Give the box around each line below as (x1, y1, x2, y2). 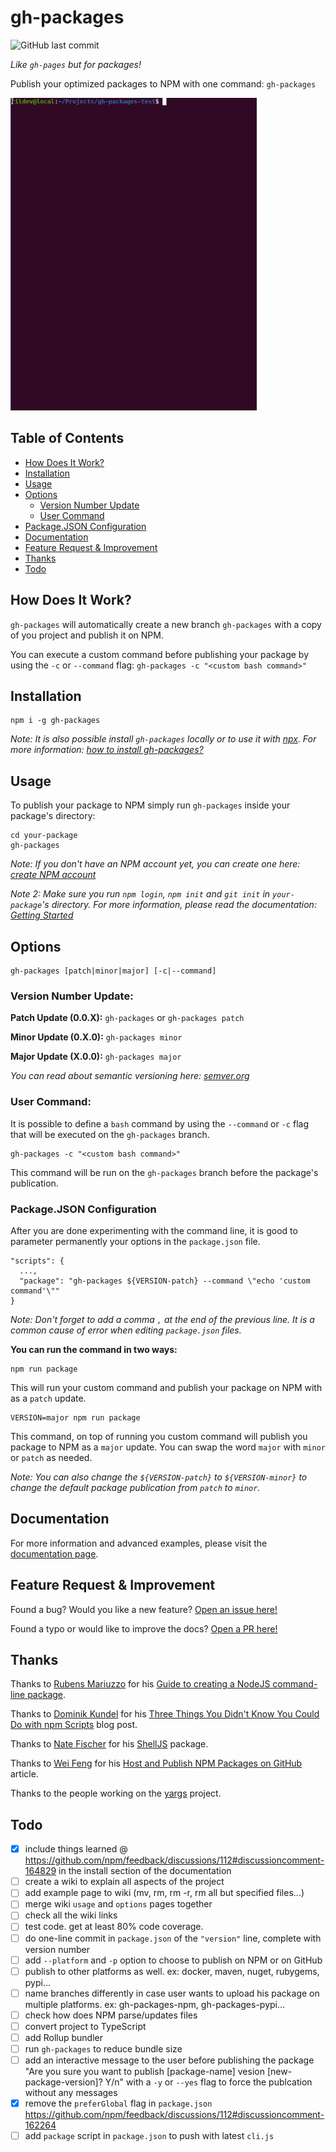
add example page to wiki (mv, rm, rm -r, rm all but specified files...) (24, 1887, 305, 1899)
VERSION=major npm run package (10, 1412, 141, 1423)
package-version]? (24, 2076, 103, 2088)
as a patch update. (10, 1392, 87, 1404)
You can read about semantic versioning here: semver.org (10, 1070, 250, 1082)
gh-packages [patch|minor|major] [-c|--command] (10, 966, 217, 976)
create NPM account (10, 869, 97, 881)
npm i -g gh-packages (10, 716, 101, 726)
